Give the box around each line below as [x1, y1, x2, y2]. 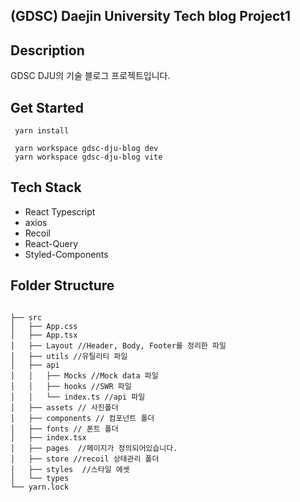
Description [10, 42, 85, 59]
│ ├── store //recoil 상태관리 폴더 [10, 454, 160, 464]
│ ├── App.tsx [10, 330, 78, 340]
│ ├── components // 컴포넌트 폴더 [10, 413, 155, 423]
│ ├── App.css [10, 321, 78, 331]
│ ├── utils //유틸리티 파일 [10, 351, 128, 361]
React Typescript [24, 205, 96, 218]
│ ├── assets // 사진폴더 [10, 402, 119, 413]
